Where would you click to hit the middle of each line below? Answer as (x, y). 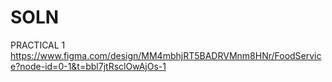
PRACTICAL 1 (38, 45)
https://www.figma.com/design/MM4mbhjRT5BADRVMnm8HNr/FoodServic (166, 55)
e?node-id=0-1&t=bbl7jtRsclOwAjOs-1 (88, 66)
